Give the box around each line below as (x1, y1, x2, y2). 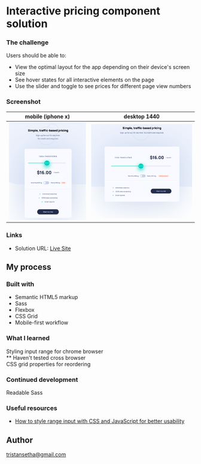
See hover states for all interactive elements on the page (14, 76, 154, 83)
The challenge (6, 38, 49, 47)
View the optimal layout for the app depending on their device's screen (14, 64, 190, 71)
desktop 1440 (123, 113, 160, 120)
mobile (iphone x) (25, 113, 70, 120)
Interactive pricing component (6, 4, 160, 18)
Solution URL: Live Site (14, 245, 71, 252)
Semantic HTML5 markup (14, 294, 78, 301)
